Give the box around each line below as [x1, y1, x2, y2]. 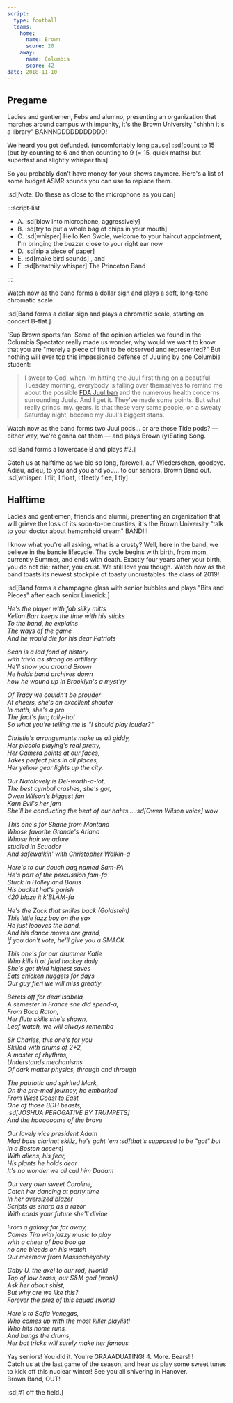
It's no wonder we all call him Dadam [7, 1167, 114, 1175]
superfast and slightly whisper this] [7, 156, 109, 164]
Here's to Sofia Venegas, [7, 1310, 79, 1318]
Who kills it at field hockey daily [7, 957, 99, 965]
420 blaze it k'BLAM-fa [7, 893, 74, 901]
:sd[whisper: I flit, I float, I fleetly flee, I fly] [7, 473, 129, 482]
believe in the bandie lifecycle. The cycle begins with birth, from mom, [7, 548, 209, 556]
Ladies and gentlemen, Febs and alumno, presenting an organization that [7, 113, 216, 121]
